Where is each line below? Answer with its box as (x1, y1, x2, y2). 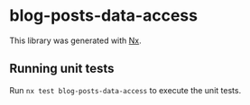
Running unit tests (9, 61, 115, 76)
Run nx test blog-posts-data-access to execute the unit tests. (9, 84, 242, 95)
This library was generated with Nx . (9, 35, 142, 46)
